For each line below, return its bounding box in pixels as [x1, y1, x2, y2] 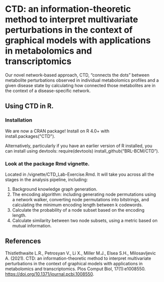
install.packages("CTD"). [5, 133, 55, 139]
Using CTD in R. [5, 102, 54, 110]
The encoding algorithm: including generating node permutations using [12, 191, 156, 197]
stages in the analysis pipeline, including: [5, 176, 88, 183]
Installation [5, 117, 33, 124]
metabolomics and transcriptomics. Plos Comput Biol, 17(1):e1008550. [5, 266, 146, 272]
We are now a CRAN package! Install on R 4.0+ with [5, 128, 110, 134]
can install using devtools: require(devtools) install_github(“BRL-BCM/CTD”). [5, 148, 159, 154]
